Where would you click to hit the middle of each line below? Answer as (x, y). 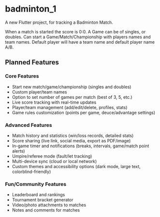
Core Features (22, 76)
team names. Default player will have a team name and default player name (80, 42)
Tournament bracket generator (43, 200)
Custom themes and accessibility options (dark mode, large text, (76, 166)
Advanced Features (29, 125)
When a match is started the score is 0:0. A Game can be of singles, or (75, 31)
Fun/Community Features (36, 184)
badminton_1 (31, 9)
